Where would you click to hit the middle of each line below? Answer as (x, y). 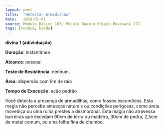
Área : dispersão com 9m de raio (39, 81)
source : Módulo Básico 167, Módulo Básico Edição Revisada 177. (74, 24)
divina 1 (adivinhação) (29, 42)
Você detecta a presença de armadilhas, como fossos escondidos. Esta (79, 101)
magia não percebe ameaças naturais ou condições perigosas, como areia (82, 106)
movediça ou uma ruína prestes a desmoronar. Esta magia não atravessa (80, 111)
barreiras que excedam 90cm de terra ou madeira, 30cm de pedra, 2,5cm (81, 117)
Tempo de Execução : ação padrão (41, 91)
